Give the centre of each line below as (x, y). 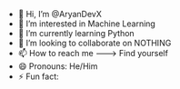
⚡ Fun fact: (38, 76)
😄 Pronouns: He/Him (58, 66)
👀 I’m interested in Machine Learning (87, 24)
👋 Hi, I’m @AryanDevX (60, 14)
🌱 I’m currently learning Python (76, 33)
